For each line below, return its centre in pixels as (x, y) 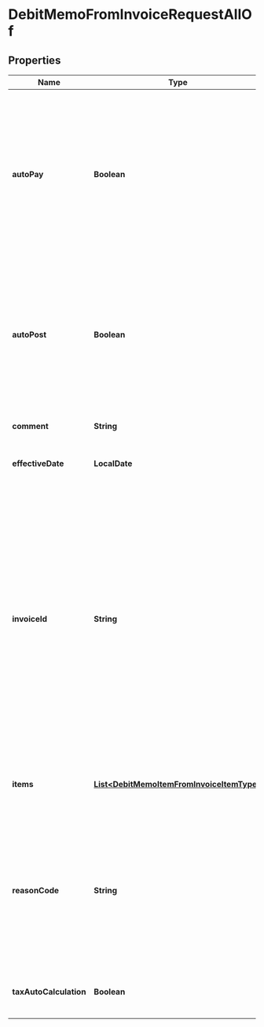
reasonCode (36, 890)
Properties (35, 60)
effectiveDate (38, 464)
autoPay (28, 174)
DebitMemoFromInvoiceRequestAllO (130, 15)
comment (30, 426)
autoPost (29, 334)
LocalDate (113, 464)
